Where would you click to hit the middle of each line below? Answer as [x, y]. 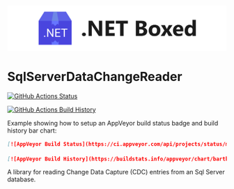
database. [22, 179]
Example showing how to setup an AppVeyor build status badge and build [113, 123]
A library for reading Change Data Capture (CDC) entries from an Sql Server [116, 172]
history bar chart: [32, 130]
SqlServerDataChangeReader [95, 77]
